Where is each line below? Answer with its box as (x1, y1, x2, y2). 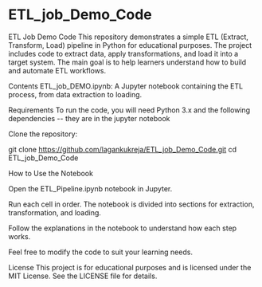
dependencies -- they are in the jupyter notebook (8, 113, 170, 123)
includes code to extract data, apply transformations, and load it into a (8, 49, 239, 58)
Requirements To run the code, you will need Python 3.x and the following (8, 105, 251, 115)
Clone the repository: (8, 129, 78, 139)
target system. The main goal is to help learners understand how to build (8, 57, 247, 67)
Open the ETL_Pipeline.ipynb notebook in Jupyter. (8, 183, 173, 193)
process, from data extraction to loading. (8, 89, 143, 99)
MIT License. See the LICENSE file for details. (8, 271, 158, 281)
